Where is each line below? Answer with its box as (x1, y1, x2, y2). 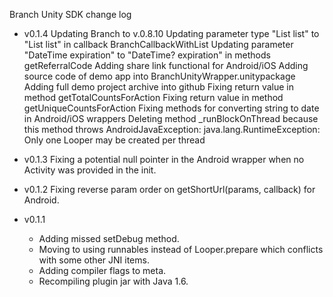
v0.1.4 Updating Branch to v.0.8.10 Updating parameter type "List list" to (23, 28, 320, 39)
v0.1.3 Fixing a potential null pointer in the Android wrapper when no (23, 154, 305, 165)
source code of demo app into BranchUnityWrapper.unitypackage (23, 70, 296, 82)
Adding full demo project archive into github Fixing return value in (23, 81, 295, 93)
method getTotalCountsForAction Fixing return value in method (23, 92, 284, 103)
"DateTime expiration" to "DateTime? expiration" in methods (23, 49, 271, 61)
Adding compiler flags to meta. (38, 265, 167, 276)
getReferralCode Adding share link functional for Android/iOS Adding (23, 60, 309, 71)
